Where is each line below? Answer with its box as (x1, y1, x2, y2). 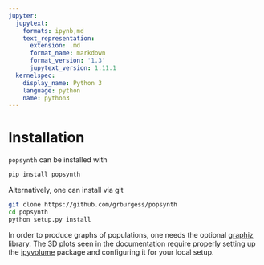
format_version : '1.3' (29, 57, 106, 65)
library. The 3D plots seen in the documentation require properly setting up (8, 238, 256, 248)
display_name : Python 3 (22, 79, 103, 87)
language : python (22, 86, 81, 95)
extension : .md (29, 42, 81, 50)
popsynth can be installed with (8, 155, 108, 165)
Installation (8, 128, 85, 147)
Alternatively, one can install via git (8, 185, 124, 195)
